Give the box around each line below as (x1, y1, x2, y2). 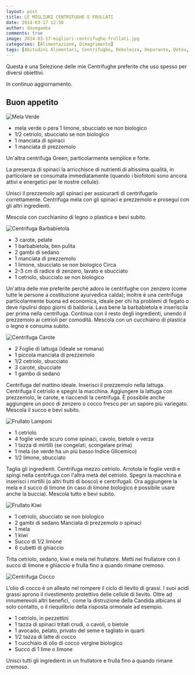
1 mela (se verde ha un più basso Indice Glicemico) (14, 447, 137, 454)
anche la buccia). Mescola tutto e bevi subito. (6, 490, 116, 497)
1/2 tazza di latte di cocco (14, 633, 76, 640)
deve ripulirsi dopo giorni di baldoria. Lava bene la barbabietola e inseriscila (6, 303, 188, 311)
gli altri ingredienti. (6, 202, 51, 209)
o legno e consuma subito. (6, 322, 70, 329)
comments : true (6, 30, 43, 36)
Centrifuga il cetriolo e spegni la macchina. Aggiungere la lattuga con (6, 388, 173, 395)
